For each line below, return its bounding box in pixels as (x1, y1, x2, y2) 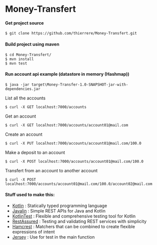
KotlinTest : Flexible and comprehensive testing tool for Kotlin (12, 213, 136, 219)
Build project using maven (5, 41, 60, 47)
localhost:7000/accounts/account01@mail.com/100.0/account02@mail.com (5, 181, 153, 186)
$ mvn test (5, 61, 27, 66)
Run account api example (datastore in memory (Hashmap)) (5, 71, 130, 77)
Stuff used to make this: (5, 192, 55, 198)
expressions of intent (12, 229, 55, 235)
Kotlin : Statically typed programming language (12, 203, 107, 209)
